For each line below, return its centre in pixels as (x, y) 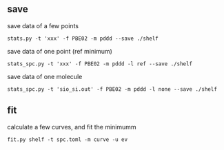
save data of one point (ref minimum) (60, 51)
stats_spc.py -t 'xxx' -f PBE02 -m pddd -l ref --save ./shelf (100, 64)
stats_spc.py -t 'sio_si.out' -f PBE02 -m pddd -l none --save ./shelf (112, 89)
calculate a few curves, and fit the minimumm (72, 127)
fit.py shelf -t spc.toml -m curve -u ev (68, 139)
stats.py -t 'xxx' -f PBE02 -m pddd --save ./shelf (83, 39)
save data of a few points (43, 25)
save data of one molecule (45, 76)
